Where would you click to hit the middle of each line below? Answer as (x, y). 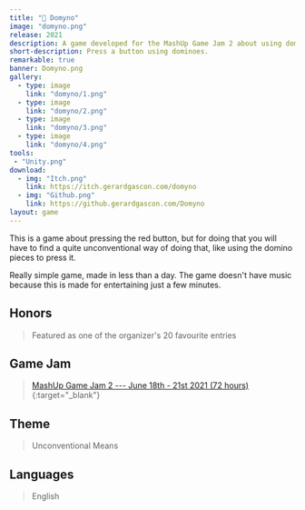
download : (28, 170)
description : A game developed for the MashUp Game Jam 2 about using (146, 43)
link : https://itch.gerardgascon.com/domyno (111, 187)
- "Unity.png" (40, 161)
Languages (42, 474)
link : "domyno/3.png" (66, 128)
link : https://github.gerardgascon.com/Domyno (115, 204)
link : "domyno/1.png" (66, 94)
